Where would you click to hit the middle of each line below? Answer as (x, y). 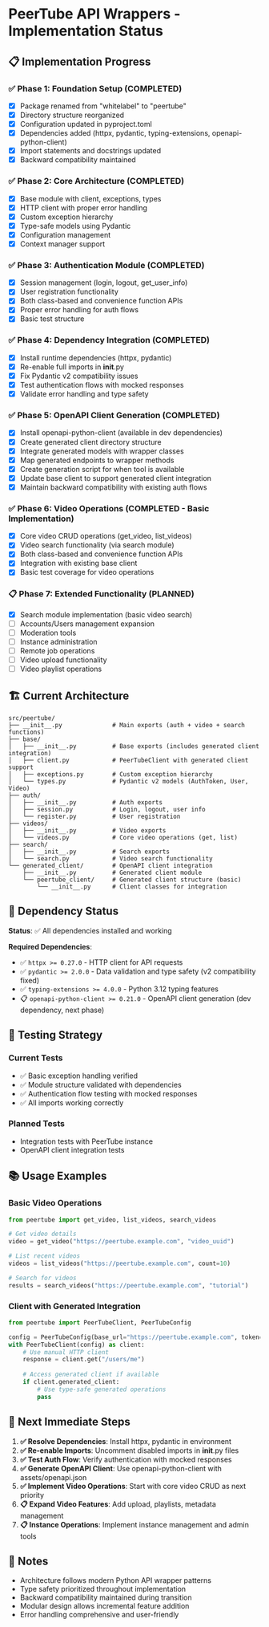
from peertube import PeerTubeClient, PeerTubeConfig (100, 1322)
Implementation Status (86, 31)
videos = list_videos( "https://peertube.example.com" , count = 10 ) (119, 1264)
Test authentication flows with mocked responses (102, 385)
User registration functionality (69, 292)
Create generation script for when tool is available (102, 469)
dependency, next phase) (62, 1010)
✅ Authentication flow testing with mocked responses (108, 1093)
